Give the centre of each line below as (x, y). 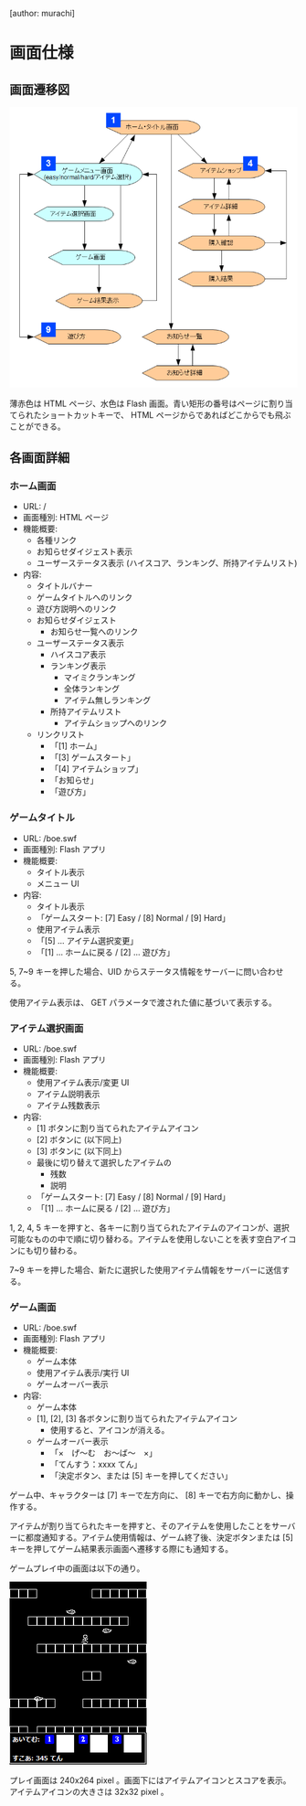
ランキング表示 (78, 666)
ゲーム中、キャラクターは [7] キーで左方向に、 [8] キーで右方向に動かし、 (148, 1495)
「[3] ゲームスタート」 (92, 757)
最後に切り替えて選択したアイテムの (104, 1162)
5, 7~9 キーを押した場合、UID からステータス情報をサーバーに (127, 971)
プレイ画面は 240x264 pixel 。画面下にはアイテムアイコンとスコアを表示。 (150, 1780)
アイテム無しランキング (107, 700)
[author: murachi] (42, 13)
